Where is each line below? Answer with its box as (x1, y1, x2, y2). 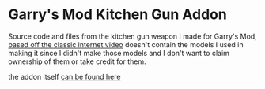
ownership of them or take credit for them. (8, 57, 146, 66)
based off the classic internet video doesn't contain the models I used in (8, 39, 244, 49)
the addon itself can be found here (8, 72, 121, 81)
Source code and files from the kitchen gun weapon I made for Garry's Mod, (8, 32, 257, 41)
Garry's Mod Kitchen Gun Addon (8, 6, 227, 24)
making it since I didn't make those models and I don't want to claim (8, 48, 229, 57)
